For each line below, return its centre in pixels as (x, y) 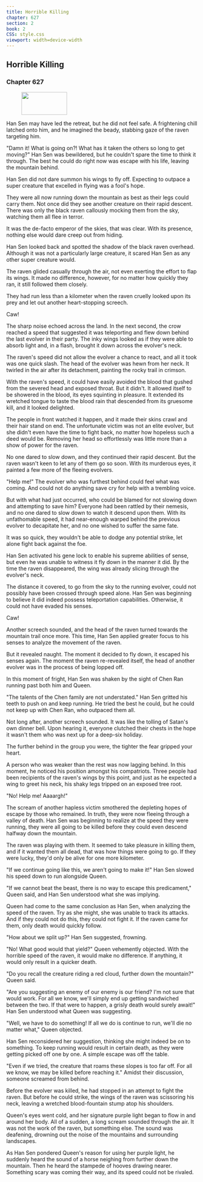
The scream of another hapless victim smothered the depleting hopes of (97, 807)
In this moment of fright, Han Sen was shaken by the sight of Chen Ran (95, 679)
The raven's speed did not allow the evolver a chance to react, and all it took (101, 357)
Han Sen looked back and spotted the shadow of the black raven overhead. (101, 246)
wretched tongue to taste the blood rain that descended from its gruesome (99, 401)
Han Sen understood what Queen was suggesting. (69, 1011)
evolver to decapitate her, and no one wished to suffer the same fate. (92, 525)
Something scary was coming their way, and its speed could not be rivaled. (100, 1172)
